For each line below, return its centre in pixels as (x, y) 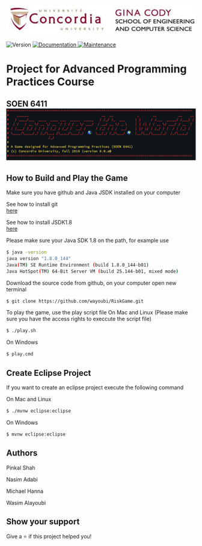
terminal (17, 289)
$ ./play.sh (21, 331)
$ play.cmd (20, 354)
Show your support (43, 522)
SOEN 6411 (27, 104)
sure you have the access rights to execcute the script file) (79, 319)
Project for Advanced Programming (97, 69)
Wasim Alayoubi (26, 503)
